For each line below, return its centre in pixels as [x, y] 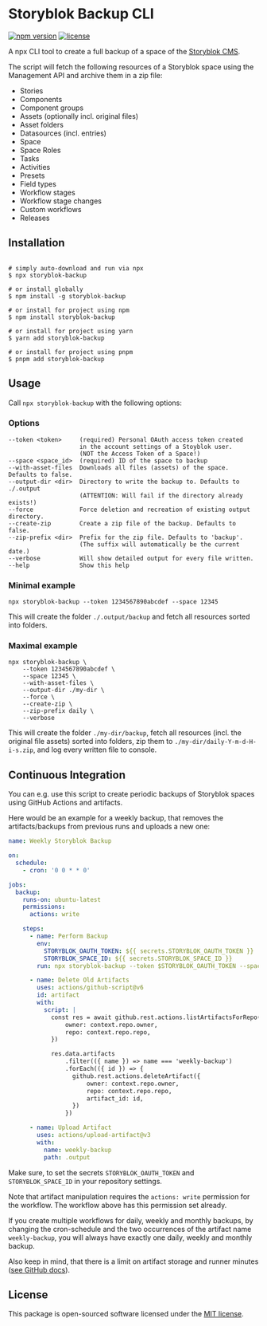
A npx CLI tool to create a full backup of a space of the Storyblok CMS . [124, 51]
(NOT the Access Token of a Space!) [140, 454]
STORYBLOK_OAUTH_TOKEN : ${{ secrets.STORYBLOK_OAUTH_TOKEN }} [149, 951]
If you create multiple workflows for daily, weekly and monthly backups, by [131, 1220]
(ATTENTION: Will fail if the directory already [161, 495]
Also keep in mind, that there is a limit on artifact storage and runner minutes [133, 1261]
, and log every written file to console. [95, 750]
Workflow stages [47, 192]
